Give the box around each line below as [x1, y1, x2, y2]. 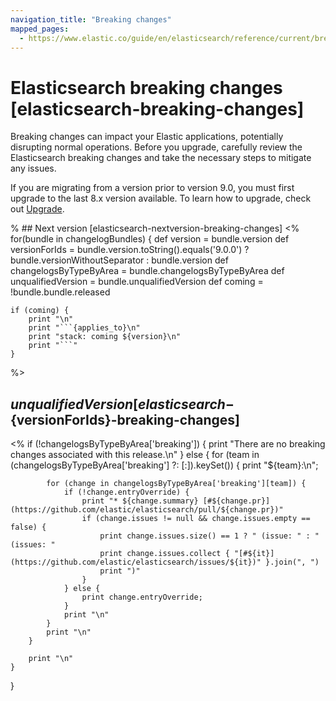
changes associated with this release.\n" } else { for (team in [10, 449, 260, 461]
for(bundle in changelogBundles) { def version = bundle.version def [10, 233, 290, 245]
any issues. [10, 162, 57, 175]
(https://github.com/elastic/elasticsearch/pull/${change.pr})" [10, 505, 284, 515]
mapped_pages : [10, 24, 70, 34]
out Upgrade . [10, 203, 65, 215]
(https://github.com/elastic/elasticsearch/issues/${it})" [10, 557, 262, 568]
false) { [10, 522, 47, 533]
